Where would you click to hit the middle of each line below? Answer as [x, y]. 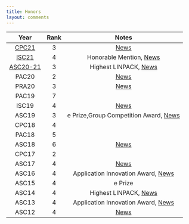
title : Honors [24, 12]
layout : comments [28, 17]
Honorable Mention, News [124, 57]
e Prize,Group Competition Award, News [123, 115]
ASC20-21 [25, 67]
